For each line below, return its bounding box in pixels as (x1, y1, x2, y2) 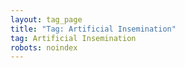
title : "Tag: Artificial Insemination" (10, 24, 177, 34)
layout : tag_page (10, 14, 83, 25)
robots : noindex (10, 42, 78, 53)
